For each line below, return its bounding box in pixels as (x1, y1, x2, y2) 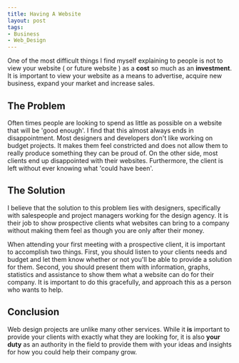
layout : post (7, 17, 46, 24)
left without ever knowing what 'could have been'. (7, 164, 153, 172)
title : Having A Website (7, 10, 81, 18)
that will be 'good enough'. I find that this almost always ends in (7, 126, 194, 135)
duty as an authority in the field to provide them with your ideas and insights (7, 340, 232, 349)
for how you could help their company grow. (7, 347, 138, 356)
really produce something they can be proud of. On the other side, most (7, 149, 218, 157)
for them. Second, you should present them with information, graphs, (7, 263, 210, 271)
